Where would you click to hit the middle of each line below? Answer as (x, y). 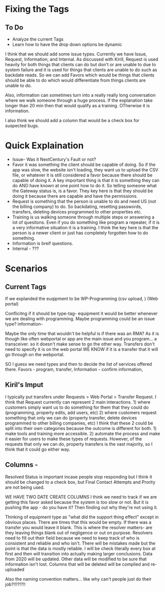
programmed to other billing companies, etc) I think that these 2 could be (79, 423)
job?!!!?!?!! (15, 584)
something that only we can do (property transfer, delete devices (71, 418)
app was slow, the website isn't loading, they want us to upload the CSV (85, 169)
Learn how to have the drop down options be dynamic (67, 44)
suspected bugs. (22, 126)
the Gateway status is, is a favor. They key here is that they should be (82, 191)
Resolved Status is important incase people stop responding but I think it (79, 477)
